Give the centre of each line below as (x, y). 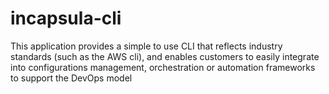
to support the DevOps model (71, 78)
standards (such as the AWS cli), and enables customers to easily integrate (165, 56)
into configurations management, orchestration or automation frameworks (163, 67)
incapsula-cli (66, 18)
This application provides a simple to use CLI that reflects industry (146, 46)
